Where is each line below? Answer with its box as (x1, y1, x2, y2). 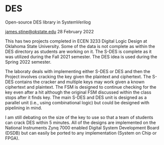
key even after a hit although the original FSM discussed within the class (5, 89, 151, 95)
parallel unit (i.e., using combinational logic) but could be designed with (5, 99, 150, 105)
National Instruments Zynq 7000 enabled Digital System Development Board (5, 124, 160, 130)
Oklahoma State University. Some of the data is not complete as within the (5, 43, 156, 49)
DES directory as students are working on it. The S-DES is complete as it (5, 48, 152, 54)
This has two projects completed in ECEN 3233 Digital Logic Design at (5, 38, 147, 44)
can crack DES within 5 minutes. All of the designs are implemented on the (5, 120, 156, 125)
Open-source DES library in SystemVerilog (5, 19, 91, 25)
